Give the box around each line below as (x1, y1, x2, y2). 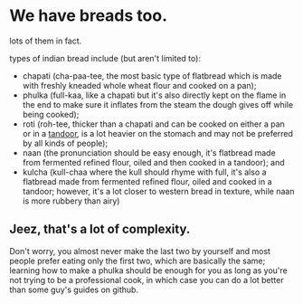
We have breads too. (9, 5, 167, 26)
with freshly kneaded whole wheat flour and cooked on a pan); (22, 80, 257, 90)
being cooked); (22, 109, 80, 119)
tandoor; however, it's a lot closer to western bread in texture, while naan (22, 185, 295, 196)
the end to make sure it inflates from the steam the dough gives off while (22, 99, 294, 109)
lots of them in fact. (9, 35, 82, 46)
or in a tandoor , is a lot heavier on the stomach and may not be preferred (22, 128, 294, 138)
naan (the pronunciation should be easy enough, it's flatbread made (22, 147, 276, 158)
